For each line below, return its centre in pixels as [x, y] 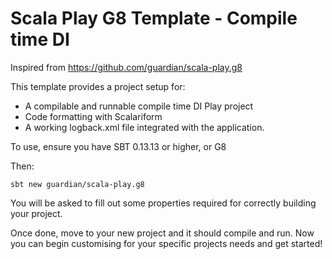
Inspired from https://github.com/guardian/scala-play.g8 [126, 67]
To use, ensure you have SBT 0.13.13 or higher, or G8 [118, 146]
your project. [36, 213]
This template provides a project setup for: [98, 86]
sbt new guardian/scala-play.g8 [77, 184]
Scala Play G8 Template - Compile [154, 18]
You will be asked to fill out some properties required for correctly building [163, 203]
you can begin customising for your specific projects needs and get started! [166, 243]
